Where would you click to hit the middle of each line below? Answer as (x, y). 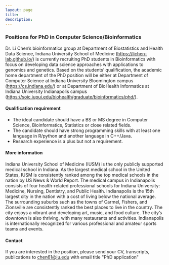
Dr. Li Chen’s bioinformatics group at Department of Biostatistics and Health (84, 48)
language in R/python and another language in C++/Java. (72, 136)
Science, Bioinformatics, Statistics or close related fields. (72, 125)
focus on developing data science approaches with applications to (74, 64)
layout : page (19, 10)
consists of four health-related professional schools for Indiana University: (83, 186)
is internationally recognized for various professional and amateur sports (81, 223)
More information (24, 153)
